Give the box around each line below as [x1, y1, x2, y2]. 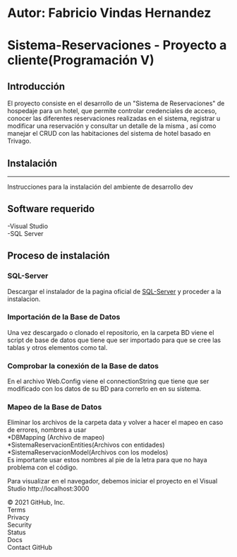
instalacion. [7, 295, 41, 303]
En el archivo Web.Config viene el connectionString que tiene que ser [7, 377, 209, 386]
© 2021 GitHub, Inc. [7, 498, 65, 507]
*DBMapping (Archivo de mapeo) [7, 433, 105, 442]
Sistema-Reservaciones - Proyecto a [7, 37, 227, 54]
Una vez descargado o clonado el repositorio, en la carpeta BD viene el [7, 328, 214, 336]
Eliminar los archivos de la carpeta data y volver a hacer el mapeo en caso [7, 418, 224, 427]
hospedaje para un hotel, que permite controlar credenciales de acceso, [7, 107, 217, 115]
